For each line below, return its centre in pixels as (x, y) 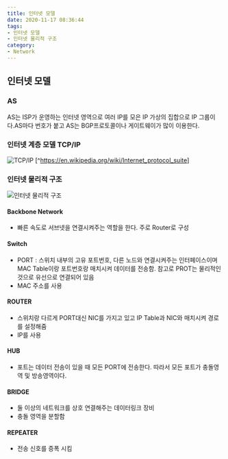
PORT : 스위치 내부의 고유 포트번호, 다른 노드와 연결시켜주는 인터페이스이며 (117, 260)
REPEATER (23, 432)
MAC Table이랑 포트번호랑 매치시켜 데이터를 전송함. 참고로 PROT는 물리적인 (119, 269)
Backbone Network (35, 211)
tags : (15, 26)
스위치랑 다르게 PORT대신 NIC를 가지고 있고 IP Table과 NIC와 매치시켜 (112, 318)
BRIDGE (18, 392)
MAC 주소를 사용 (40, 286)
